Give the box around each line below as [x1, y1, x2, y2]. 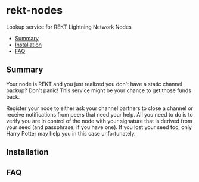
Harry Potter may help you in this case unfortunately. [6, 130, 136, 137]
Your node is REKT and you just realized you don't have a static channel [6, 80, 183, 87]
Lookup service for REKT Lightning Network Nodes [6, 23, 132, 30]
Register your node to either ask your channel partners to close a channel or [6, 105, 194, 112]
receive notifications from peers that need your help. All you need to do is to [6, 111, 194, 118]
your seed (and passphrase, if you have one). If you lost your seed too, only [6, 123, 192, 131]
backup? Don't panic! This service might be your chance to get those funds [6, 87, 192, 94]
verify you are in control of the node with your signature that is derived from [6, 117, 192, 124]
